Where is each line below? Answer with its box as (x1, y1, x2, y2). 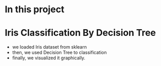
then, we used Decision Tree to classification (12, 50, 107, 56)
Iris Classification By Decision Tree (5, 27, 156, 39)
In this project (5, 4, 65, 15)
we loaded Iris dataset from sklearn (12, 44, 87, 50)
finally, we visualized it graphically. (12, 55, 85, 61)
